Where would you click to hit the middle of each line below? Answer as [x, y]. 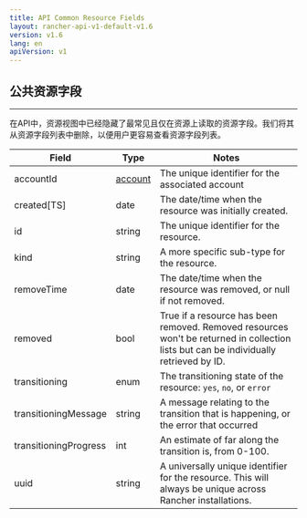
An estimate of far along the [219, 440]
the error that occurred [209, 425]
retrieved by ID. [192, 361]
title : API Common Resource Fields [77, 18]
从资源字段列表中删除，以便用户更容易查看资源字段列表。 [117, 134]
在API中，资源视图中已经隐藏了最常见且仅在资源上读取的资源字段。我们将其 [152, 123]
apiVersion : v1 [38, 52]
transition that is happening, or [225, 413]
